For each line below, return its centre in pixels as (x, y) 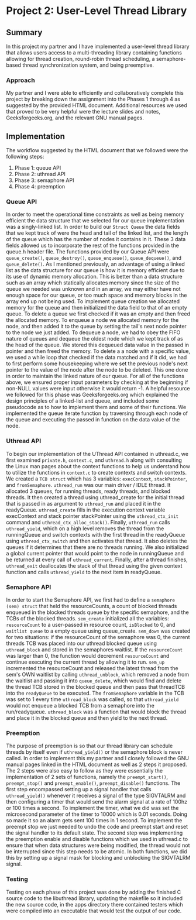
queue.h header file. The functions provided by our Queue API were (88, 252)
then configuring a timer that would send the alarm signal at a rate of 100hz (97, 802)
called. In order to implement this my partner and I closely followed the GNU (97, 758)
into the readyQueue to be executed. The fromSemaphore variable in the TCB (95, 693)
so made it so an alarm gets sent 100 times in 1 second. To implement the (94, 821)
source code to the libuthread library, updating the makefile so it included (94, 898)
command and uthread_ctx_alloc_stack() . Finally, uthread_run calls (88, 522)
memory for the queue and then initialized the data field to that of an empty (97, 308)
